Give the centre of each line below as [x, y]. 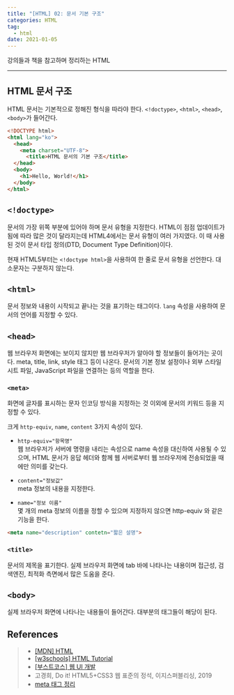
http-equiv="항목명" [45, 441]
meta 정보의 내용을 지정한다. [56, 489]
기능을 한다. [33, 519]
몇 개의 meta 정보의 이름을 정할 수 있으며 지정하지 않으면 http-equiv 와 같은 [120, 511]
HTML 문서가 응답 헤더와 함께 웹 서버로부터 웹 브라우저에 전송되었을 [125, 458]
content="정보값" [40, 481]
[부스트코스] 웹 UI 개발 [65, 667]
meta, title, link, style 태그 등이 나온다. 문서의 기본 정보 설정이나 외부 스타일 [119, 362]
